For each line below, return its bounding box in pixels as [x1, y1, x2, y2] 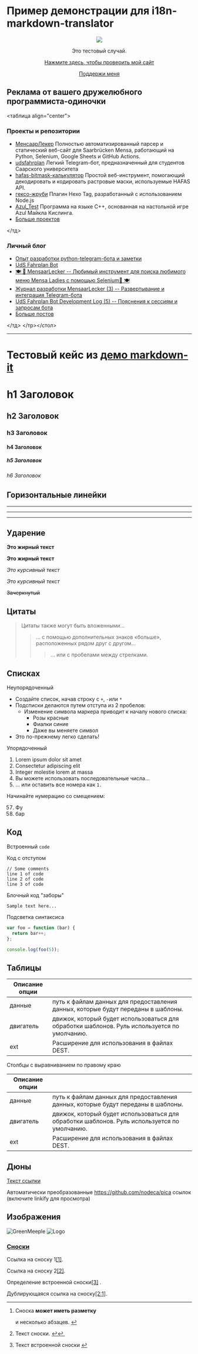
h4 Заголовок [6, 443, 42, 450]
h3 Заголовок [6, 429, 48, 437]
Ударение [6, 528, 46, 538]
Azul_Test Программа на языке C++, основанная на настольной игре [15, 203, 189, 210]
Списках [6, 668, 41, 678]
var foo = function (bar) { [6, 925, 76, 931]
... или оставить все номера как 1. [15, 781, 102, 789]
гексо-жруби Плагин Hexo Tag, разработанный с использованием [15, 191, 182, 198]
